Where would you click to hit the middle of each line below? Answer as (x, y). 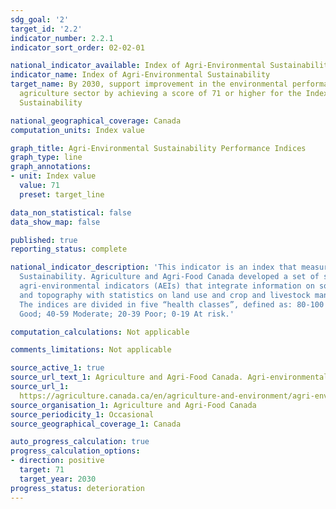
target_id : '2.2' (46, 29)
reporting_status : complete (69, 249)
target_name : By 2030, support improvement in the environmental (149, 84)
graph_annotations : (51, 167)
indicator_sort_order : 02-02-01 (77, 47)
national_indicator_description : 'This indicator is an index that (154, 267)
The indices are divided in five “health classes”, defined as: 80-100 (172, 304)
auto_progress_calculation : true (80, 442)
